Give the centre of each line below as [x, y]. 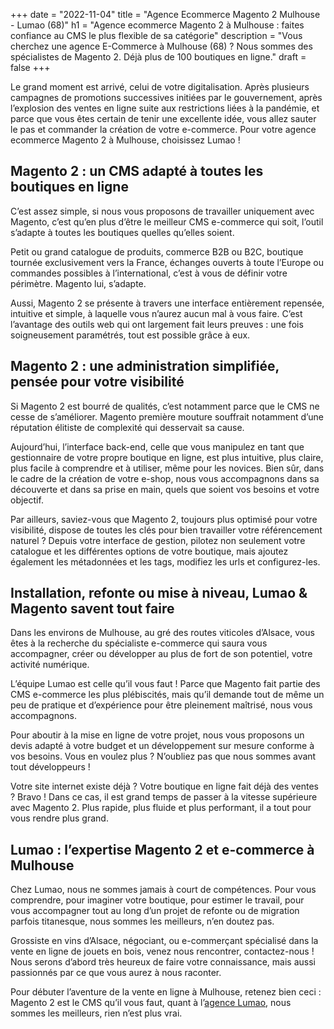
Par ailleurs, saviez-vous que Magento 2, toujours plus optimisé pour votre [164, 519]
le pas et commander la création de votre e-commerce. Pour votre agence [163, 129]
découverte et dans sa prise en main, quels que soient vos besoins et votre [165, 489]
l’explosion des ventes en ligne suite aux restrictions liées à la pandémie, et [165, 108]
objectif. [27, 500]
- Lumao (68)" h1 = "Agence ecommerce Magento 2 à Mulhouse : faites [157, 25]
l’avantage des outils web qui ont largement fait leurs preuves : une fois [157, 324]
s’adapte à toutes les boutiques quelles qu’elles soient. [122, 232]
